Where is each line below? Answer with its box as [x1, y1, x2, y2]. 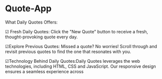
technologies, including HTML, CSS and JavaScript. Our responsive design [5, 63, 156, 69]
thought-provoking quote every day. [5, 34, 78, 40]
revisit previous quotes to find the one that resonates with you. [5, 49, 131, 54]
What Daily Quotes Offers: [5, 19, 58, 25]
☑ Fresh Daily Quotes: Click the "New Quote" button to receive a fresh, [5, 28, 148, 34]
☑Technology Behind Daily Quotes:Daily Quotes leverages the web [5, 58, 140, 64]
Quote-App [5, 3, 52, 14]
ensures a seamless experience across [5, 68, 84, 74]
